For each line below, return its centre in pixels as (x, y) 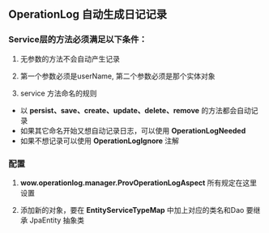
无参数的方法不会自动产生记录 (70, 58)
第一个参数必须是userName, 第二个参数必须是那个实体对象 (117, 76)
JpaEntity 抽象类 (57, 220)
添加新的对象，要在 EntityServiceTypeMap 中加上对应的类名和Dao (132, 210)
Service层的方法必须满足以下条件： (78, 40)
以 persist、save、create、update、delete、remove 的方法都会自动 (135, 110)
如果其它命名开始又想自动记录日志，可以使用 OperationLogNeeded (133, 130)
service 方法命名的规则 (58, 93)
